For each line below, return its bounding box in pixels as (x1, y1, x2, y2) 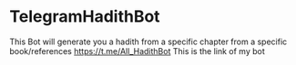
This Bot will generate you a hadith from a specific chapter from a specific (9, 36, 288, 47)
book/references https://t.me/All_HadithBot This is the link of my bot (9, 45, 266, 56)
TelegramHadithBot (9, 6, 161, 27)
